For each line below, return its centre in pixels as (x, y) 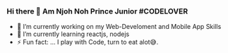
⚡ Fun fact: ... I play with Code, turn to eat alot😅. (88, 42)
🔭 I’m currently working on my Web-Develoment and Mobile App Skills (119, 27)
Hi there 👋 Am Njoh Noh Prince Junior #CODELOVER (97, 11)
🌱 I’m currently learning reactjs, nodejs (73, 34)
